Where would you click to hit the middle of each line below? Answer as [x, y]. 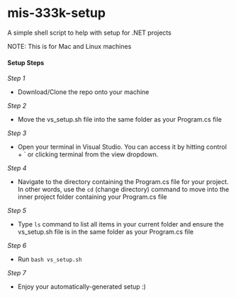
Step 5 [17, 211]
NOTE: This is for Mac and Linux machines [69, 46]
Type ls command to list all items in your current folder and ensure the [121, 224]
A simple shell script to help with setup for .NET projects [89, 33]
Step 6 [17, 246]
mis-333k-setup [57, 13]
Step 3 [17, 133]
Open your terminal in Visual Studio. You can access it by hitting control [122, 147]
